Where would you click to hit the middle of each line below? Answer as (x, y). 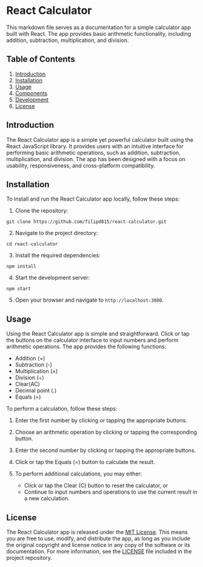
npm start (19, 289)
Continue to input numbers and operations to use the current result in (111, 492)
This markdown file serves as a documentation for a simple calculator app (98, 27)
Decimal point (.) (36, 391)
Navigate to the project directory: (56, 233)
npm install (21, 267)
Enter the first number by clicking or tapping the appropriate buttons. (101, 420)
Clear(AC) (28, 384)
